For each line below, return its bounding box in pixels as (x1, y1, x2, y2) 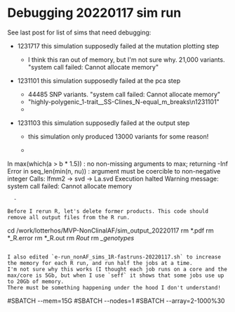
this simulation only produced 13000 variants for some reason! (27, 132, 209, 141)
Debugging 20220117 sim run (7, 5, 182, 21)
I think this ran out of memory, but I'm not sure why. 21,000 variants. (27, 55, 225, 64)
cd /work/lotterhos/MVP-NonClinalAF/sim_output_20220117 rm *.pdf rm (7, 226, 214, 235)
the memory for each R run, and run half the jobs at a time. (7, 259, 193, 266)
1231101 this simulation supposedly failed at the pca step (17, 76, 181, 85)
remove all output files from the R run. (7, 214, 130, 221)
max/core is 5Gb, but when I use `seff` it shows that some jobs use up (7, 272, 224, 279)
